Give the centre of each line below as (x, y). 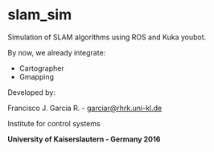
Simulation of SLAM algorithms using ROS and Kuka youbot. (107, 37)
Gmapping (36, 76)
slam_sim (40, 15)
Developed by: (31, 92)
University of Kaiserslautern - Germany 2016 (84, 139)
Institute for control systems (54, 123)
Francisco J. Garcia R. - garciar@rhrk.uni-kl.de (85, 108)
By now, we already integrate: (57, 52)
